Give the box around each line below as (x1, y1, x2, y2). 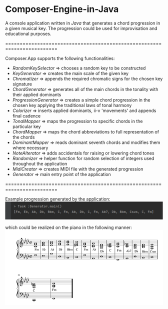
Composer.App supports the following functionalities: (5, 55, 115, 61)
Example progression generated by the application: (5, 196, 110, 202)
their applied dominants (12, 91, 61, 97)
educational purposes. (5, 30, 51, 36)
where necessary (12, 144, 48, 150)
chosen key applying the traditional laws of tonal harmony (12, 102, 132, 108)
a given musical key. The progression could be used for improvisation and (5, 25, 157, 31)
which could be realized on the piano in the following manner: (5, 224, 132, 230)
